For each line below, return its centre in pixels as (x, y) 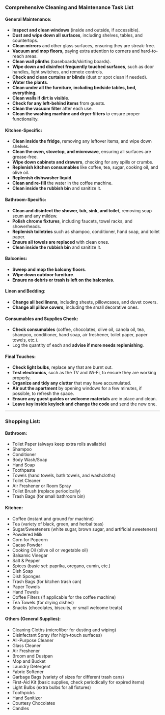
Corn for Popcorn (30, 539)
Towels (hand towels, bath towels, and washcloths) (64, 475)
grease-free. (25, 157)
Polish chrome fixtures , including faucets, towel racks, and (72, 221)
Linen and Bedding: (25, 291)
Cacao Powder (27, 545)
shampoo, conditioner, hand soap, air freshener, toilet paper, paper (80, 335)
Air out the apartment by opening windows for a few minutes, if (77, 389)
